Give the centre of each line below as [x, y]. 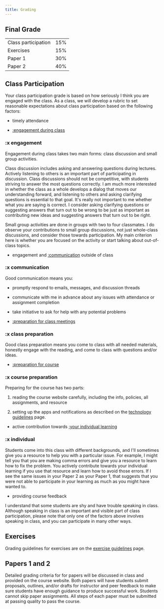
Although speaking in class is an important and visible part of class [73, 511]
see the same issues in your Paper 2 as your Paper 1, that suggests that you [82, 476]
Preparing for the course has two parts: [45, 388]
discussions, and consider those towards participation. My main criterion [79, 235]
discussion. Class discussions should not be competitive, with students [77, 179]
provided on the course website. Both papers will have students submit [77, 581]
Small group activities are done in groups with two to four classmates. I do [80, 224]
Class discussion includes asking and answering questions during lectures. [81, 168]
